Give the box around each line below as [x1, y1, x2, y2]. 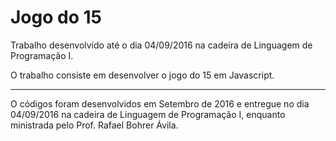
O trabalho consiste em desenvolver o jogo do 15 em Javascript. [10, 69, 275, 81]
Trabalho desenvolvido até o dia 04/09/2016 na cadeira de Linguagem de [10, 39, 313, 51]
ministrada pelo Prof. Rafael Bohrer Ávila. [10, 119, 179, 131]
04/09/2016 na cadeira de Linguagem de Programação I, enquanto [10, 108, 286, 120]
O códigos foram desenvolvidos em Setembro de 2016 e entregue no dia [10, 97, 310, 110]
